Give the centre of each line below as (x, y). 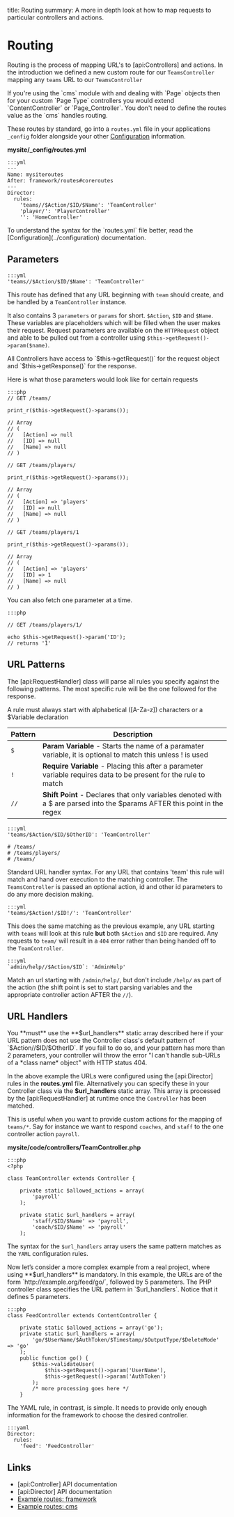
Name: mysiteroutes (36, 174)
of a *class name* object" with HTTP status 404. (77, 1063)
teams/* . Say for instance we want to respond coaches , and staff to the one (116, 1126)
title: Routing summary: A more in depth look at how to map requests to (109, 10)
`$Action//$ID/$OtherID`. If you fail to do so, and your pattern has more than (116, 1048)
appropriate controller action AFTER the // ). (70, 994)
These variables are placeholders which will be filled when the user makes (114, 322)
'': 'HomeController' (51, 217)
